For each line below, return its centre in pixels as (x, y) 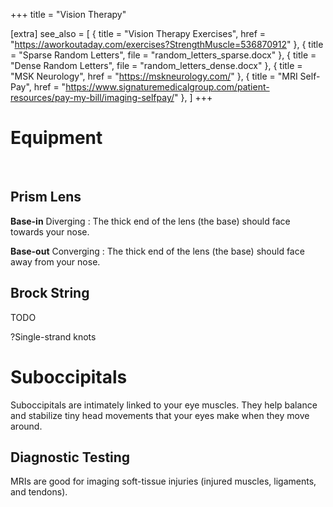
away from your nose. (55, 261)
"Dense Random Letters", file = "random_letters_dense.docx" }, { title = (156, 65)
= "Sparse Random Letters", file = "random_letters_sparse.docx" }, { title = (163, 55)
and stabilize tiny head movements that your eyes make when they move (160, 415)
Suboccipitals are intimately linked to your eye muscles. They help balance (164, 405)
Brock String (50, 293)
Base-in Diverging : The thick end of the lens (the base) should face (150, 221)
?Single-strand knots (53, 336)
